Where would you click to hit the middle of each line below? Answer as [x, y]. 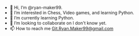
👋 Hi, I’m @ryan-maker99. [36, 8]
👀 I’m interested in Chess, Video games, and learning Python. [72, 13]
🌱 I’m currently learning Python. [42, 18]
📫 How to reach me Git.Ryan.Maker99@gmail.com [62, 28]
